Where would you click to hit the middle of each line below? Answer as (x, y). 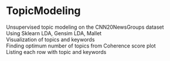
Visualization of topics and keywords (50, 39)
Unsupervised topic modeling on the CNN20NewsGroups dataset (85, 27)
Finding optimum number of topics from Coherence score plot (81, 46)
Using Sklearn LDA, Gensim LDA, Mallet (54, 33)
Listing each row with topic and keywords (56, 52)
